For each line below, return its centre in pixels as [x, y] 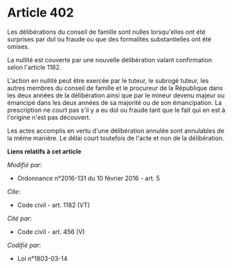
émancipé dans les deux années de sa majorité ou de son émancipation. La [115, 102]
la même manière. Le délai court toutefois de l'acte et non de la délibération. [116, 138]
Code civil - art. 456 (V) [51, 231]
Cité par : [20, 218]
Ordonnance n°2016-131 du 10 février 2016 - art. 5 [89, 178]
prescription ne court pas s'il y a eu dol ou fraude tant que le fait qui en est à [116, 110]
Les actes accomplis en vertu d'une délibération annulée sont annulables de [116, 131]
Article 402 [41, 13]
